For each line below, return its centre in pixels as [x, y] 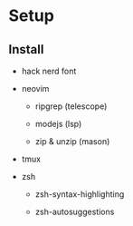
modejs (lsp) [58, 124]
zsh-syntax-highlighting [80, 194]
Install [26, 49]
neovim [35, 88]
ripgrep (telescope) [71, 106]
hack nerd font [49, 71]
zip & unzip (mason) [72, 141]
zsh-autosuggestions [75, 211]
